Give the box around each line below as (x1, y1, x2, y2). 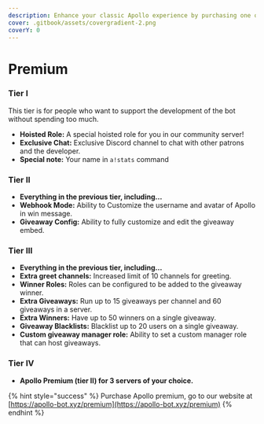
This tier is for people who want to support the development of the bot (8, 105, 236, 115)
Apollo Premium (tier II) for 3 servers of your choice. (19, 375, 194, 385)
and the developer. (19, 146, 81, 156)
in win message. (19, 209, 73, 219)
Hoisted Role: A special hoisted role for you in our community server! (19, 129, 244, 138)
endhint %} (8, 407, 45, 417)
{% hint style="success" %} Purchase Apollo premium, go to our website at (8, 391, 253, 400)
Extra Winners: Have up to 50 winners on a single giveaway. (19, 313, 217, 323)
